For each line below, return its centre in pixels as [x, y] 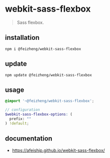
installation [22, 38]
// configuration [23, 110]
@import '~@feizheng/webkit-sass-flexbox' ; [50, 101]
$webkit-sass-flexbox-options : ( [39, 114]
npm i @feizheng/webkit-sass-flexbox [43, 49]
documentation [29, 139]
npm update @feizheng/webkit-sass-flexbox [48, 75]
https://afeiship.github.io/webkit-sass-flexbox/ [58, 150]
